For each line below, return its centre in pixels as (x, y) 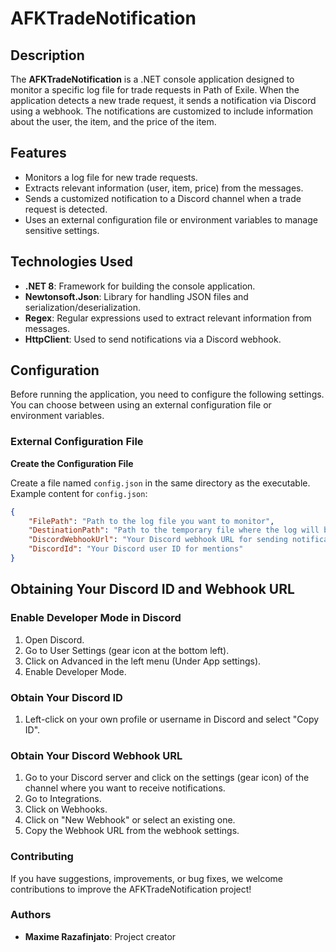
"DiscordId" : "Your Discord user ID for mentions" (136, 549)
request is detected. (66, 209)
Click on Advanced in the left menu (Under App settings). (143, 661)
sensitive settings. (62, 230)
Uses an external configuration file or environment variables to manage (171, 219)
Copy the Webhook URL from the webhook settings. (132, 831)
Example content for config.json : (79, 493)
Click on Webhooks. (66, 809)
